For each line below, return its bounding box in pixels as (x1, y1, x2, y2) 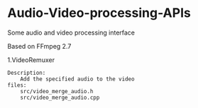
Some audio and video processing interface (7, 28, 136, 37)
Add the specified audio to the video (20, 76, 135, 83)
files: (7, 81, 27, 89)
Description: (7, 69, 46, 76)
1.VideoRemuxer (7, 55, 55, 64)
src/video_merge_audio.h (20, 88, 94, 95)
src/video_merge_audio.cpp (20, 94, 100, 101)
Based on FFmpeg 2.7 (7, 42, 72, 50)
